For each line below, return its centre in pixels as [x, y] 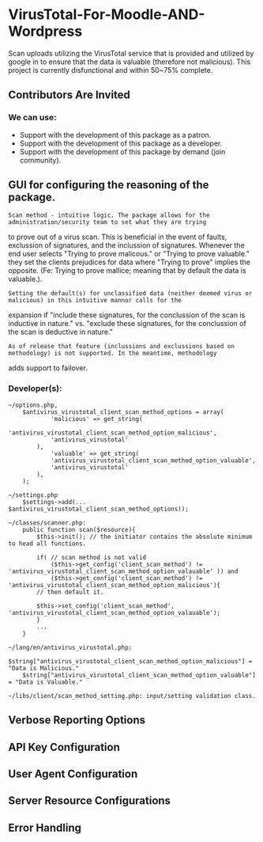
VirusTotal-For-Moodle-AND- [107, 15]
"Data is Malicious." [44, 668]
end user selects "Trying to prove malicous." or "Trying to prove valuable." [129, 254]
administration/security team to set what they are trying [107, 222]
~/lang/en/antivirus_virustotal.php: [70, 647]
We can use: [32, 118]
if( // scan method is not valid [92, 557]
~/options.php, [33, 405]
